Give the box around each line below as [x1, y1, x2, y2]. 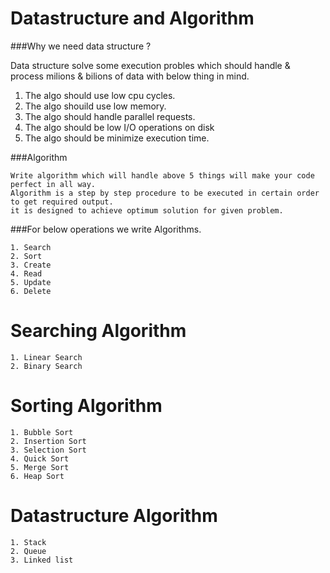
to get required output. [10, 197, 114, 207]
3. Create [10, 260, 52, 270]
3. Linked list [10, 555, 74, 565]
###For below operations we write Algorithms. [10, 223, 202, 235]
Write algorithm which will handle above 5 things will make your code [10, 170, 315, 181]
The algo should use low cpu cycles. [24, 89, 176, 101]
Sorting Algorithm [10, 395, 163, 417]
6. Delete [10, 286, 52, 296]
